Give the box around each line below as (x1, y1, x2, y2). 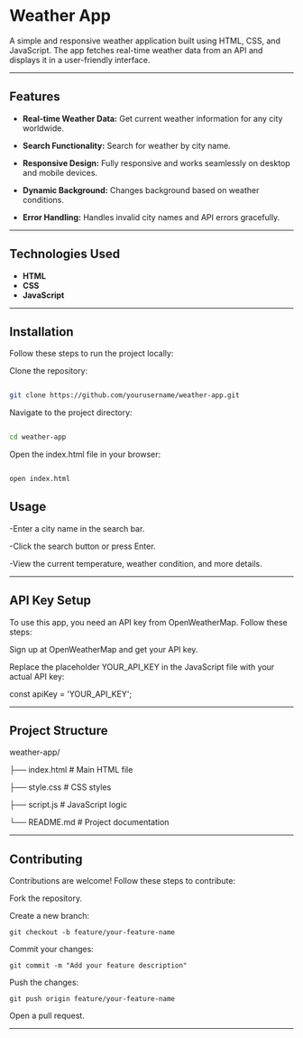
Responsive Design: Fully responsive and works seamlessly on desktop (22, 157, 290, 168)
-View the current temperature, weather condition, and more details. (9, 558, 263, 569)
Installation (9, 324, 74, 339)
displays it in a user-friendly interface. (9, 54, 151, 65)
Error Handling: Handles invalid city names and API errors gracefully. (22, 211, 280, 222)
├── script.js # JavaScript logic (9, 800, 128, 811)
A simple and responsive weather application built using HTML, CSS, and (9, 35, 281, 46)
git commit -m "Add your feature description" (9, 961, 188, 970)
